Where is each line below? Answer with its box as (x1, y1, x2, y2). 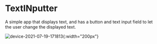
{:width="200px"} (62, 33, 99, 39)
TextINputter (5, 3, 58, 14)
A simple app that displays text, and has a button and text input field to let (5, 19, 153, 25)
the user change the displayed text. (5, 24, 77, 29)
